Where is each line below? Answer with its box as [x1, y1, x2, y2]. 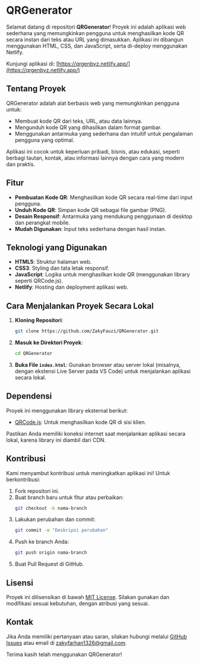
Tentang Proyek [6, 84, 67, 94]
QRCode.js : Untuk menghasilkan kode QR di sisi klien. [14, 418, 147, 426]
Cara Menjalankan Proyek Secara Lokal [6, 301, 154, 311]
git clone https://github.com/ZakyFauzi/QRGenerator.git [14, 328, 159, 334]
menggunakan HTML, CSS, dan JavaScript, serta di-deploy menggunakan [6, 42, 188, 49]
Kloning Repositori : [14, 317, 64, 324]
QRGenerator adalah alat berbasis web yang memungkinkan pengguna [6, 99, 180, 107]
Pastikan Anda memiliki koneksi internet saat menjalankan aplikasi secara [6, 430, 186, 437]
